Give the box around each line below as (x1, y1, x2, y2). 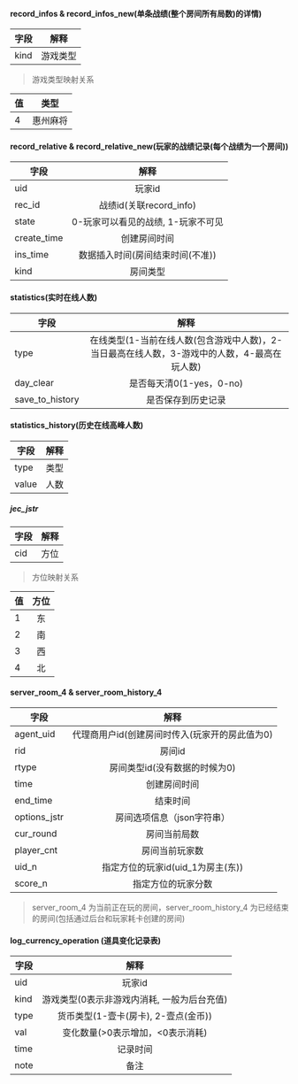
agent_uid (14, 727, 56, 740)
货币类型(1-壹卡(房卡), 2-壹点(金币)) (57, 1010, 213, 1022)
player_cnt (14, 843, 58, 856)
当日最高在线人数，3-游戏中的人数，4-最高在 (90, 347, 282, 359)
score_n (14, 877, 48, 889)
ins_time (14, 249, 50, 261)
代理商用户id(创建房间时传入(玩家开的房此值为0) (72, 728, 273, 741)
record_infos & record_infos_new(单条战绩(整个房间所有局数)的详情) (10, 8, 263, 19)
